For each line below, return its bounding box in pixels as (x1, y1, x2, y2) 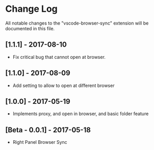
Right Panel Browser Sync (12, 139, 67, 145)
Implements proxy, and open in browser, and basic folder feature (12, 111, 149, 117)
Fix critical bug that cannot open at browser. (12, 54, 106, 60)
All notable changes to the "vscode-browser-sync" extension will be (5, 20, 149, 26)
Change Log (5, 3, 58, 15)
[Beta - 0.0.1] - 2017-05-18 (5, 125, 91, 134)
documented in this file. (5, 25, 55, 31)
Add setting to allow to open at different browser (12, 82, 115, 89)
